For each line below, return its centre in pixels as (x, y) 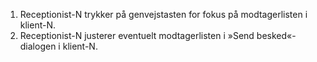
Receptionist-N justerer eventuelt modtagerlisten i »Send (137, 35)
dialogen (38, 46)
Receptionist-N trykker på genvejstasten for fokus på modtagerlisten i (163, 14)
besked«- (276, 35)
